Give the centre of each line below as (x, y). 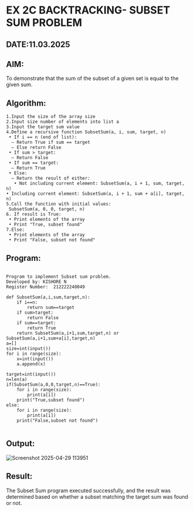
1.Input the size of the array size (51, 117)
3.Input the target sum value (43, 127)
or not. (14, 503)
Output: (21, 444)
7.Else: (16, 230)
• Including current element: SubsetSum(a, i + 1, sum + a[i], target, (95, 194)
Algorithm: (26, 103)
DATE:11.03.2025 (38, 44)
